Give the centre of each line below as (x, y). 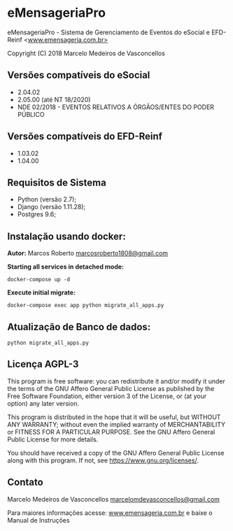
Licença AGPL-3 (43, 364)
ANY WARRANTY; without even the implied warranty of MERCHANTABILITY (116, 424)
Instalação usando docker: (66, 236)
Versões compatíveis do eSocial (79, 75)
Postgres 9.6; (36, 214)
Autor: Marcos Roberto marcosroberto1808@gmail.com (88, 253)
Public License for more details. (53, 439)
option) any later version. (43, 403)
